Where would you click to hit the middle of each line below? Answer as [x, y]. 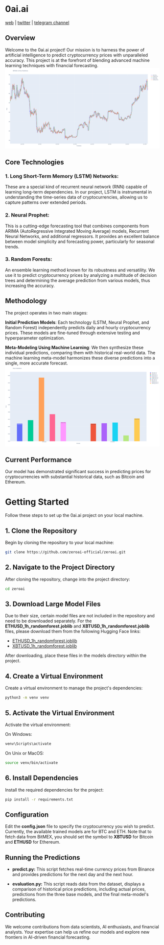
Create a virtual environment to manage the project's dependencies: [74, 688]
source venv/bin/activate [31, 763]
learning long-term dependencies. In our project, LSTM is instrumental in [79, 192]
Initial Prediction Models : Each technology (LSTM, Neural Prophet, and [77, 322]
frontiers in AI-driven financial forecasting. [48, 937]
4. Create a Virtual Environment [54, 676]
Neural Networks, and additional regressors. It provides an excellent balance [82, 236]
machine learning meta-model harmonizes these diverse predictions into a [80, 358]
